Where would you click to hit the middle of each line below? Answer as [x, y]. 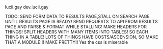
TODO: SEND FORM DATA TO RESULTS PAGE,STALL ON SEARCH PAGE [77, 16]
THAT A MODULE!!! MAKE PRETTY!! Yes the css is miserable [67, 42]
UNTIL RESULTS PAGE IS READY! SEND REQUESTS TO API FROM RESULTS [81, 22]
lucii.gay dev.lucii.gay [27, 7]
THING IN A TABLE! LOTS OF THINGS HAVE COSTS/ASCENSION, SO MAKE [81, 37]
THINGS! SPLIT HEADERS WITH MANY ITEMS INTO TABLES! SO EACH [77, 32]
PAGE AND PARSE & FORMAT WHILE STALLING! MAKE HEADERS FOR [76, 27]
